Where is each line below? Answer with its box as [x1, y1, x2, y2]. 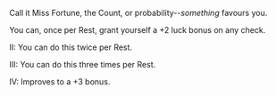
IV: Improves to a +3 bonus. [9, 76, 111, 87]
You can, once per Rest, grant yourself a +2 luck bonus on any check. [9, 25, 266, 35]
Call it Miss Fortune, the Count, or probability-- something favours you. [9, 8, 268, 18]
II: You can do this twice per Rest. [9, 42, 132, 52]
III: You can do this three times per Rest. [9, 60, 156, 69]
